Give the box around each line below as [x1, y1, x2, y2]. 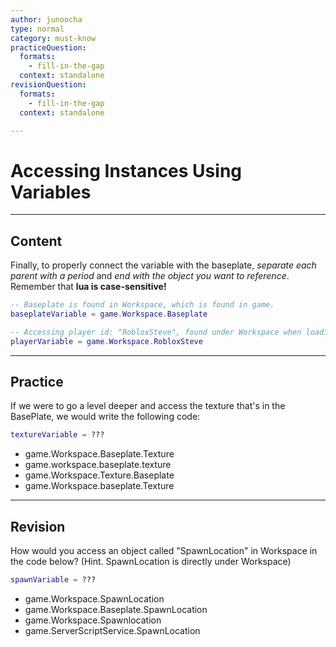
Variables [10, 181, 92, 203]
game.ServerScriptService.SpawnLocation [24, 625, 201, 636]
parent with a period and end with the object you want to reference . [10, 270, 290, 282]
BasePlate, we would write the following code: [10, 411, 201, 423]
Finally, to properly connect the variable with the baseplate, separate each [10, 259, 317, 271]
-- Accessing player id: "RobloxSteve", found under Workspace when [10, 327, 302, 337]
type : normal [10, 24, 65, 34]
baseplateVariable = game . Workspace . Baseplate [10, 309, 208, 319]
